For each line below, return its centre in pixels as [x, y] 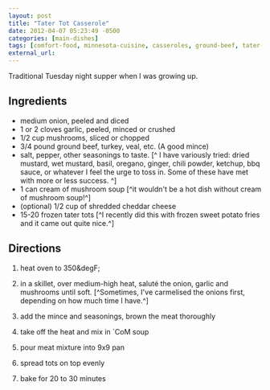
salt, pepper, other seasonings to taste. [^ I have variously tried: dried [135, 154]
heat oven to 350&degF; [60, 268]
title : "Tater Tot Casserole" [59, 23]
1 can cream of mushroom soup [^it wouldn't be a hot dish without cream [141, 189]
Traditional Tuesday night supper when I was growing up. [103, 76]
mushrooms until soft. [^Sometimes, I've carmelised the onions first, [132, 292]
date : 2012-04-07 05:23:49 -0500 [64, 31]
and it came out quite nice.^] [67, 223]
